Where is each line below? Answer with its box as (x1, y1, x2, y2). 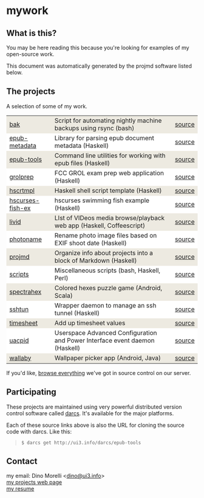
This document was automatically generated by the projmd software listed (6, 62, 192, 69)
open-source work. (6, 51, 55, 58)
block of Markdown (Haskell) (54, 256, 137, 265)
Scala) (54, 291, 73, 300)
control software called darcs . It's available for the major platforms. (6, 409, 174, 417)
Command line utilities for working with (54, 151, 166, 160)
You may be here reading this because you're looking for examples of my (6, 44, 189, 51)
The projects (6, 86, 56, 97)
